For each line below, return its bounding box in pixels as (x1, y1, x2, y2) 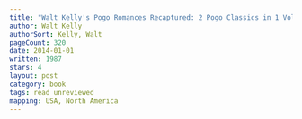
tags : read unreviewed (9, 88, 94, 97)
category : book (9, 80, 67, 89)
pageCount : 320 (9, 38, 67, 47)
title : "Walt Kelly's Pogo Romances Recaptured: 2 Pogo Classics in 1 (9, 13, 280, 22)
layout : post (9, 72, 58, 81)
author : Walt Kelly (9, 21, 83, 30)
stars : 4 (9, 64, 42, 72)
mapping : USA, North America (9, 96, 119, 106)
